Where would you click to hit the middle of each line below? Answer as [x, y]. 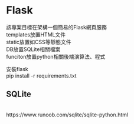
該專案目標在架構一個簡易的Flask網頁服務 [57, 27]
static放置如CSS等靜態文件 [39, 42]
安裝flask [17, 69]
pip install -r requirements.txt [41, 76]
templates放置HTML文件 [36, 34]
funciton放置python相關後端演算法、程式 [56, 56]
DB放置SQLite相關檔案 [33, 49]
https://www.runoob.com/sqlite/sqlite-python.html [67, 115]
